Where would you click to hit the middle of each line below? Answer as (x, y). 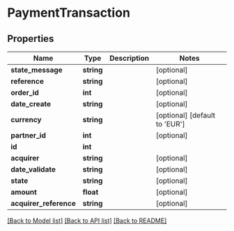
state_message (37, 70)
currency (26, 120)
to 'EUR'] (171, 124)
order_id (25, 92)
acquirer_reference (44, 203)
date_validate (33, 169)
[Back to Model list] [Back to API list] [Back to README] (87, 221)
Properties (31, 39)
